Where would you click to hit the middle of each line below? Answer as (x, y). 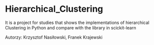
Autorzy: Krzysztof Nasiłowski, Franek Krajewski (54, 37)
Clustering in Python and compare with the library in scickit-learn (71, 27)
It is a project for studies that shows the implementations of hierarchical (77, 22)
